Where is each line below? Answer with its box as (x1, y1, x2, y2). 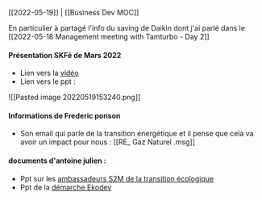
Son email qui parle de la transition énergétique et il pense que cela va (19, 129, 254, 139)
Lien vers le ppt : (19, 77, 77, 86)
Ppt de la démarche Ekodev (19, 182, 112, 192)
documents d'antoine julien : (8, 156, 106, 165)
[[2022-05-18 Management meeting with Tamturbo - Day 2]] (8, 32, 210, 41)
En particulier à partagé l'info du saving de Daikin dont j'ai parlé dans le (8, 23, 246, 32)
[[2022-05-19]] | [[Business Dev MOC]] (8, 8, 139, 17)
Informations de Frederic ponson (8, 110, 121, 120)
